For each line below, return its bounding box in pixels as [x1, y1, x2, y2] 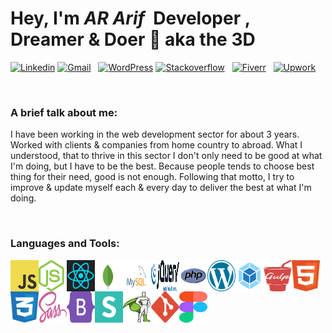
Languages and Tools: [10, 237, 120, 251]
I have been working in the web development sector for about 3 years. [10, 128, 300, 141]
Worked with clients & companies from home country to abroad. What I [10, 139, 303, 151]
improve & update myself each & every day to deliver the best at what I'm [10, 182, 312, 194]
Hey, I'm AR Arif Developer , [10, 7, 251, 30]
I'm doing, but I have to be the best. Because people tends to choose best [10, 160, 315, 172]
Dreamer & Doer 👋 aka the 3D [10, 28, 256, 51]
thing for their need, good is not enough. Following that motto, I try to [10, 171, 295, 183]
